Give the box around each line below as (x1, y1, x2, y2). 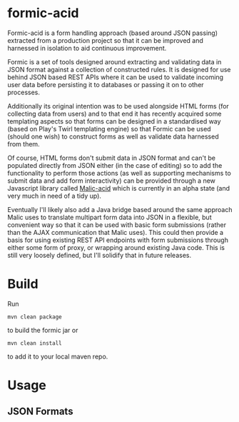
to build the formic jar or (7, 326, 78, 334)
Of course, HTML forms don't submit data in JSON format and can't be (7, 154, 216, 162)
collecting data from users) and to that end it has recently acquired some (7, 109, 222, 118)
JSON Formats (7, 406, 73, 418)
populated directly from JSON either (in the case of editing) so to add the (7, 161, 223, 169)
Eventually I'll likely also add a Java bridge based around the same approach (7, 205, 233, 213)
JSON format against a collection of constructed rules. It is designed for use (7, 65, 231, 74)
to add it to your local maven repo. (7, 352, 108, 361)
